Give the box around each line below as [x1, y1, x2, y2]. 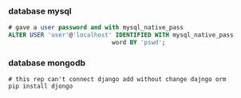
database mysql [8, 6, 72, 17]
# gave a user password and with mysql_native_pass [8, 24, 184, 32]
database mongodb [8, 57, 86, 69]
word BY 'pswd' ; [111, 38, 166, 47]
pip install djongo [8, 82, 73, 91]
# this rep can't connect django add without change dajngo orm [8, 76, 227, 84]
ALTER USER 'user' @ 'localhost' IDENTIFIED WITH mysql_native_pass [8, 31, 234, 39]
